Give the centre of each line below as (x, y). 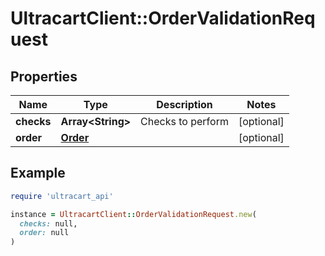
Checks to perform (184, 121)
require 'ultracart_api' (62, 196)
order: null (44, 233)
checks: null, (48, 223)
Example (38, 173)
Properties (44, 76)
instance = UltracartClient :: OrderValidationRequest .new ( (133, 214)
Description (184, 104)
